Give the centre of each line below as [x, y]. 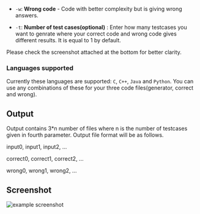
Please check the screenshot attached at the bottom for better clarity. [94, 52]
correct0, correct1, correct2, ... [45, 159]
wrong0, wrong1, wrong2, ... [42, 170]
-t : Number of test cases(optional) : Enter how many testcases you [101, 27]
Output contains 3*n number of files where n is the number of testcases [97, 129]
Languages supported [40, 68]
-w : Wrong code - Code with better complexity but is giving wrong [98, 9]
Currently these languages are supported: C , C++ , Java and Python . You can [100, 82]
